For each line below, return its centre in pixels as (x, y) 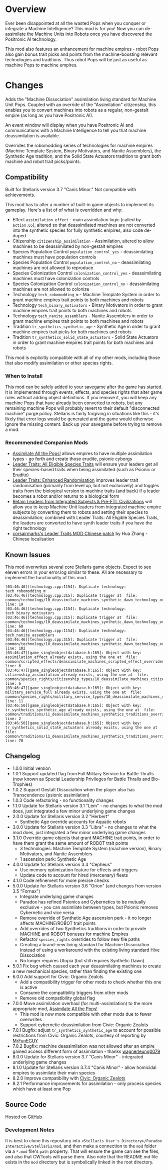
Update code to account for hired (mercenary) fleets (74, 875)
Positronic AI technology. (31, 39)
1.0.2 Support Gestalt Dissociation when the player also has (73, 789)
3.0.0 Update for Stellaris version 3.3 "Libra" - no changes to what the (84, 827)
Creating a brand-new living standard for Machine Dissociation (84, 944)
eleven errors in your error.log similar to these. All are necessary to (74, 572)
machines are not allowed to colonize (51, 289)
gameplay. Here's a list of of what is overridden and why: (64, 210)
